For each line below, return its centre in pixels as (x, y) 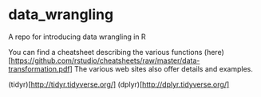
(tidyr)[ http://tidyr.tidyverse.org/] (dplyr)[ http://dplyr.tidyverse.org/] (119, 84)
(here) (214, 52)
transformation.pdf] (41, 68)
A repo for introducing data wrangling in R (77, 37)
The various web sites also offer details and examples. (164, 68)
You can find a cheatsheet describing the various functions (105, 52)
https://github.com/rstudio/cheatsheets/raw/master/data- (105, 60)
